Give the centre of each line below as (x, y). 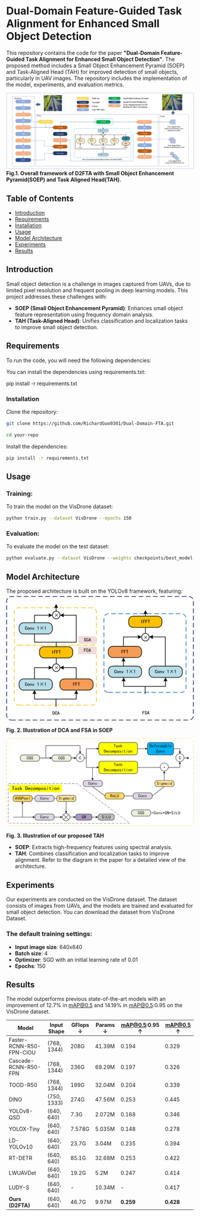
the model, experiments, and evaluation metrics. (65, 84)
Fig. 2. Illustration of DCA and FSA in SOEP (60, 730)
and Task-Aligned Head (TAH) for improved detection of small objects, (92, 72)
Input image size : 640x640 (49, 947)
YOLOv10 (21, 1147)
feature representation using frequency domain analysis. (84, 314)
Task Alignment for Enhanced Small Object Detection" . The (100, 59)
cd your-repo (22, 435)
